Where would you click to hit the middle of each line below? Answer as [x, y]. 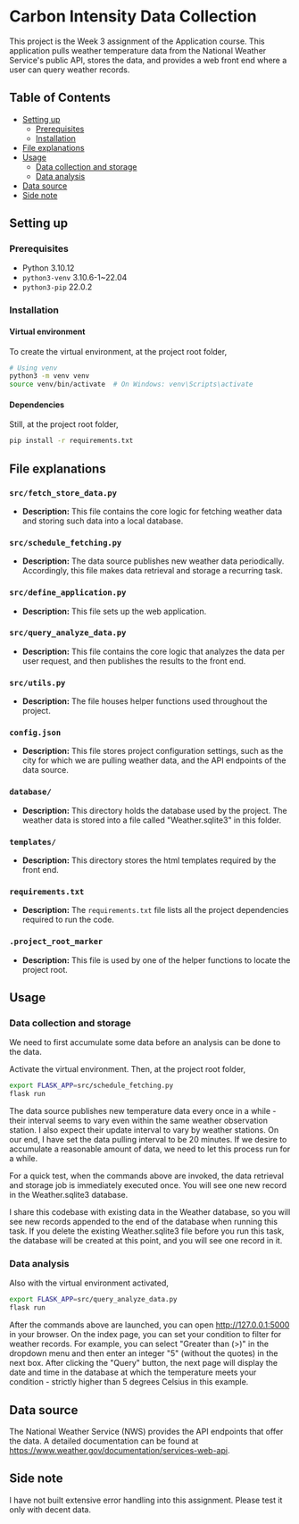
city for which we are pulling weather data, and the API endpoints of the [154, 760]
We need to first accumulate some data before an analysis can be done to [145, 1043]
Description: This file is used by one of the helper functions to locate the [156, 960]
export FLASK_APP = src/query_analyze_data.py [93, 1300]
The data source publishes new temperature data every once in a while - [143, 1111]
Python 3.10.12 [48, 268]
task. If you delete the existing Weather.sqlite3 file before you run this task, [147, 1231]
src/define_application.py [68, 593]
